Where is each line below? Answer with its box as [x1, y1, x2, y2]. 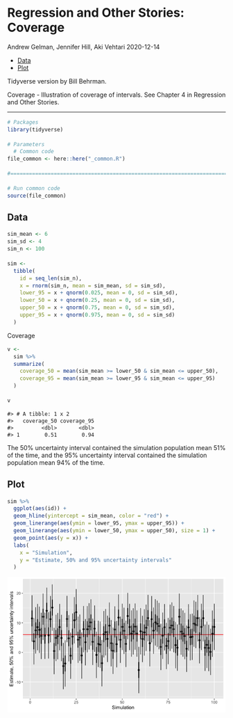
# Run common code [7, 184, 60, 192]
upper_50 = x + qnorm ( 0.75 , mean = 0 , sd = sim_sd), [19, 304, 175, 311]
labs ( [13, 541, 30, 549]
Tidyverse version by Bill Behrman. [7, 77, 107, 85]
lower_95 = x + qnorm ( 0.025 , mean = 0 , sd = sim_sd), [19, 289, 178, 296]
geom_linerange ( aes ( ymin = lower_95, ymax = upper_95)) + [13, 520, 185, 527]
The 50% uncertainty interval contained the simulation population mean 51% [7, 443, 226, 452]
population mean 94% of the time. [7, 458, 105, 467]
